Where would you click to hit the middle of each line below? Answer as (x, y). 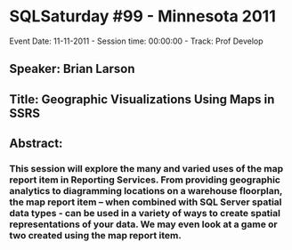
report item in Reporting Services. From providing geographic (145, 180)
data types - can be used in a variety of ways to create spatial (145, 214)
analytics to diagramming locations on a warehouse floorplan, (146, 191)
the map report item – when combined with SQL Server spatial (146, 202)
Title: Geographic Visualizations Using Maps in (142, 99)
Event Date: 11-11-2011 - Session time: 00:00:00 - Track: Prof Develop (137, 41)
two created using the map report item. (96, 236)
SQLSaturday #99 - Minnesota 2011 (142, 16)
